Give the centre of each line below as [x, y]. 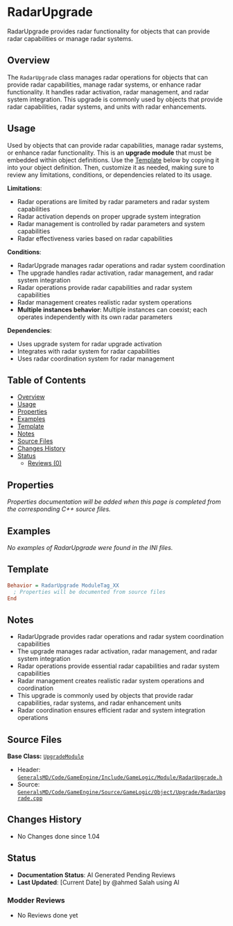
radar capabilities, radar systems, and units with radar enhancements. [107, 106]
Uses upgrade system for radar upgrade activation [89, 343]
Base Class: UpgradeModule [46, 756]
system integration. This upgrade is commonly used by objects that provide [115, 99]
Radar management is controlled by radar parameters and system [111, 223]
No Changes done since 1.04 [59, 836]
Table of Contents [47, 380]
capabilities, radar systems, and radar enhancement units [99, 703]
